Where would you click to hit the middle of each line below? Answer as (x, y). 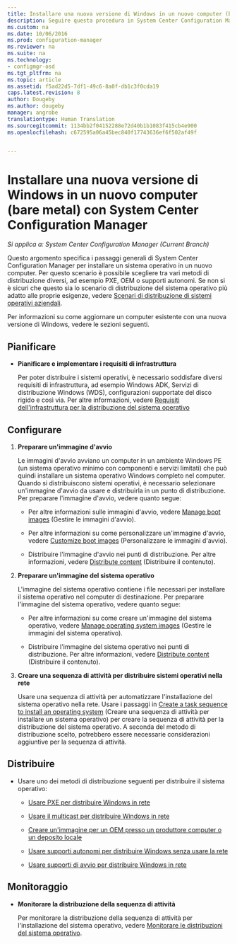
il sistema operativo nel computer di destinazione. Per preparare (111, 597)
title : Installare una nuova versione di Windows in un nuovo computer (115, 14)
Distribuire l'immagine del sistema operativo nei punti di (109, 646)
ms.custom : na (28, 27)
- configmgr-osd (31, 67)
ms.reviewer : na (31, 47)
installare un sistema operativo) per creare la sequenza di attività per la (121, 719)
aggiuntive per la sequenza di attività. (72, 742)
